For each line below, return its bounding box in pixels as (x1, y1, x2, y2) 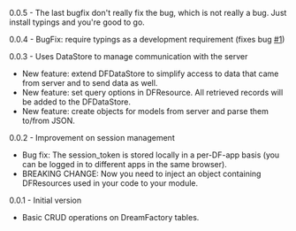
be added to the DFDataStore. (21, 96, 131, 107)
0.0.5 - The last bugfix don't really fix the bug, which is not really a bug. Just (9, 8, 287, 18)
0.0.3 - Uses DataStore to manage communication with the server (9, 51, 248, 61)
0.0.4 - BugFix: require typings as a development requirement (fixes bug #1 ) (9, 35, 285, 44)
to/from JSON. (21, 115, 75, 126)
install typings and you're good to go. (9, 17, 146, 27)
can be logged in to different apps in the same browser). (21, 159, 227, 169)
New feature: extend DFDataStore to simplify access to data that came (21, 68, 279, 79)
